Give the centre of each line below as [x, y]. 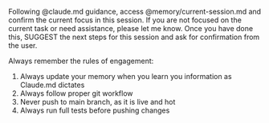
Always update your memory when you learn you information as [126, 76]
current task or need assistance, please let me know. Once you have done [131, 28]
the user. [23, 46]
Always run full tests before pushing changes [95, 110]
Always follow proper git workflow [77, 93]
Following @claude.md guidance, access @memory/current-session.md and [135, 12]
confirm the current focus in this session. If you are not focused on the [125, 20]
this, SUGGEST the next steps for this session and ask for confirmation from [134, 37]
